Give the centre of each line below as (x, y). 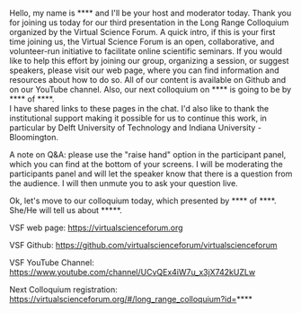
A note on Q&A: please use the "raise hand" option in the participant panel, (148, 155)
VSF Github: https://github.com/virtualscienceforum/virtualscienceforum (143, 245)
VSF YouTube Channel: (52, 263)
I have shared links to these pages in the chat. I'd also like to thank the (139, 108)
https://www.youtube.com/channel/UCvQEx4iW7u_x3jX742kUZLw (133, 272)
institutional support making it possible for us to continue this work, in (138, 118)
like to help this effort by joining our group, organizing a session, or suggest (149, 61)
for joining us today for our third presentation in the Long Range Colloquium (149, 22)
